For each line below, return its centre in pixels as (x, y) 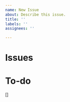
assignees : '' (20, 29)
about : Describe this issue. (35, 15)
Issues (19, 58)
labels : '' (16, 24)
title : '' (15, 19)
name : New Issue (22, 10)
